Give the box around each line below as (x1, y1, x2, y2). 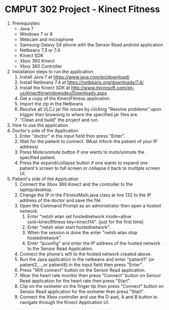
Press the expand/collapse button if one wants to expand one (19, 160, 148, 166)
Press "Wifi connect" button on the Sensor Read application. (19, 267, 146, 273)
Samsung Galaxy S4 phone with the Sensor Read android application (19, 41, 163, 47)
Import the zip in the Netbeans (19, 100, 83, 107)
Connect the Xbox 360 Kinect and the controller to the (19, 181, 133, 187)
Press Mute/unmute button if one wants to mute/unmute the (19, 149, 145, 155)
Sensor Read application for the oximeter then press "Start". (19, 288, 145, 294)
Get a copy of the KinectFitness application (19, 95, 110, 101)
